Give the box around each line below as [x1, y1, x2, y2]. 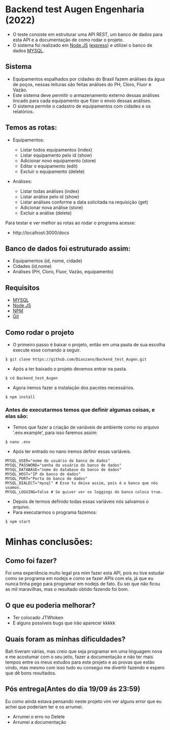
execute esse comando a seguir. [12, 347, 81, 353]
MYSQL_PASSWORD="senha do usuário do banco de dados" [5, 463, 122, 468]
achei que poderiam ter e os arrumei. [5, 703, 83, 710]
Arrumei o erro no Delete [12, 713, 65, 720]
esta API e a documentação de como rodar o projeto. [12, 37, 124, 43]
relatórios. [12, 108, 34, 114]
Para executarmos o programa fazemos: [12, 509, 97, 516]
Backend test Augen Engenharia [5, 4, 145, 15]
